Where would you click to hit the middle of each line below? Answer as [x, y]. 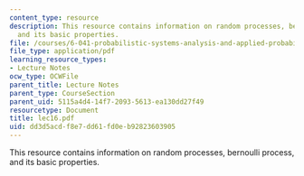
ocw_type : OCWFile [44, 77]
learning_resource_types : [58, 60]
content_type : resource [54, 18]
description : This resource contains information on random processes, [147, 26]
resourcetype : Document [54, 110]
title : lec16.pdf [42, 118]
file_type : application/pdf [62, 51]
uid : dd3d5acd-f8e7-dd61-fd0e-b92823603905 [93, 127]
